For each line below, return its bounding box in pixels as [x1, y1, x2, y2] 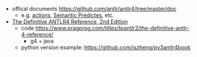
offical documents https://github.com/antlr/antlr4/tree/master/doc [12, 5, 177, 12]
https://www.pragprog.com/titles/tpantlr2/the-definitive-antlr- [35, 24, 190, 32]
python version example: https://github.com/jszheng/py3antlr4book [21, 44, 191, 51]
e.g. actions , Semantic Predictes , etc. [21, 12, 115, 19]
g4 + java [30, 38, 54, 44]
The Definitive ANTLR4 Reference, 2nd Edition [12, 18, 129, 25]
